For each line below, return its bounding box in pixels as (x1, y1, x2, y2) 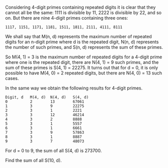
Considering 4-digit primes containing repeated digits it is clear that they (5, 5, 156, 10)
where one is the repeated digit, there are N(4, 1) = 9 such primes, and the (5, 59, 159, 65)
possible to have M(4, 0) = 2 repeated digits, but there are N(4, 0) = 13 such (5, 70, 162, 76)
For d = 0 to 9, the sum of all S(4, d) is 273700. (5, 148, 102, 153)
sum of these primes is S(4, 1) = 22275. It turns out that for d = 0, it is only (5, 65, 158, 70)
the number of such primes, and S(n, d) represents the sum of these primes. (5, 44, 163, 50)
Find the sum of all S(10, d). (5, 157, 62, 163)
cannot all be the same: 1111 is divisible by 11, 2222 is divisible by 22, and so (5, 10, 162, 16)
